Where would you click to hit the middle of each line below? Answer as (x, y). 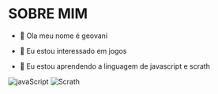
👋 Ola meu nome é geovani (64, 36)
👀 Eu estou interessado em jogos (73, 51)
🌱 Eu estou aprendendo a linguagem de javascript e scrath (115, 66)
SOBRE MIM (48, 14)
